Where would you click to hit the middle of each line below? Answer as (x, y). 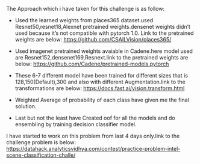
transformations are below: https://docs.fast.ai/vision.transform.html (100, 88)
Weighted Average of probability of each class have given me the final (102, 100)
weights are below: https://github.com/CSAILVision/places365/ (93, 39)
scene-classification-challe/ (41, 155)
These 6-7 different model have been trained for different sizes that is (102, 75)
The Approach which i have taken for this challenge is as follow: (85, 9)
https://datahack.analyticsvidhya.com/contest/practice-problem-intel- (93, 149)
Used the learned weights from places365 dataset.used (84, 20)
